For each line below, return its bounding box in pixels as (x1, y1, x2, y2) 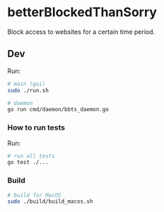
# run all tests (7, 152, 55, 159)
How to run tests (7, 123, 66, 132)
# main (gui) (7, 80, 46, 87)
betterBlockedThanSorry (7, 4, 158, 20)
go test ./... (7, 159, 49, 166)
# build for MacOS (7, 192, 61, 199)
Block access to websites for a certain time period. (7, 27, 156, 36)
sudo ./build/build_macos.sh (7, 198, 93, 205)
